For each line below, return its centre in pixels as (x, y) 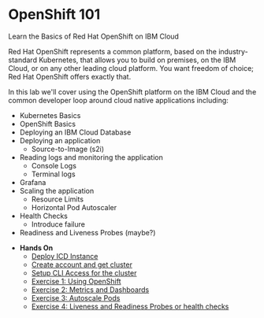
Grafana (33, 182)
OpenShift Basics (48, 124)
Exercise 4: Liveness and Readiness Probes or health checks (130, 306)
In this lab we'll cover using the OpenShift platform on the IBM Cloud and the (132, 91)
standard (23, 60)
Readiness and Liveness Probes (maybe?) (87, 232)
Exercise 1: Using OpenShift (76, 281)
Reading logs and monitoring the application (91, 157)
